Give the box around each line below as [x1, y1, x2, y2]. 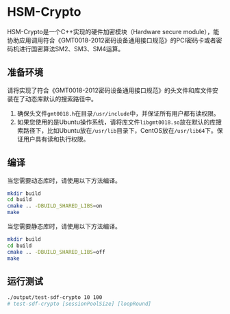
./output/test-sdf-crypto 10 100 [7, 294, 103, 301]
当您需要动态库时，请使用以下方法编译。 [7, 176, 121, 185]
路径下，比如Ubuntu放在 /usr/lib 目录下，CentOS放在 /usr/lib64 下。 [23, 126, 218, 134]
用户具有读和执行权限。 [23, 135, 90, 143]
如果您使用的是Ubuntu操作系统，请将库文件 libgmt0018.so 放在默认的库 [16, 118, 216, 126]
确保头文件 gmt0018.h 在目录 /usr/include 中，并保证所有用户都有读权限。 [16, 109, 220, 117]
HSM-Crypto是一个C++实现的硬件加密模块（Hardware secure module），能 [7, 27, 220, 36]
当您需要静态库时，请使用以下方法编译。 [7, 222, 121, 231]
